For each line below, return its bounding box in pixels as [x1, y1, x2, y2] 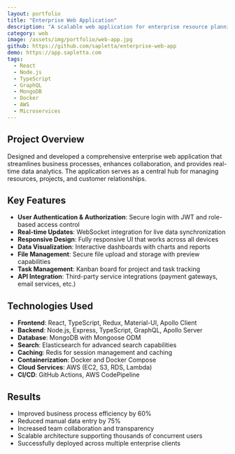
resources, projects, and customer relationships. [7, 174, 147, 182]
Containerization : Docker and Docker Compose [17, 356, 157, 364]
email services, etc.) [17, 280, 76, 288]
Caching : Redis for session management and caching [17, 349, 173, 357]
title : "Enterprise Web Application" [7, 17, 117, 24]
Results [7, 390, 41, 402]
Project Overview [7, 133, 85, 145]
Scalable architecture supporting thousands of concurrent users [17, 432, 203, 440]
